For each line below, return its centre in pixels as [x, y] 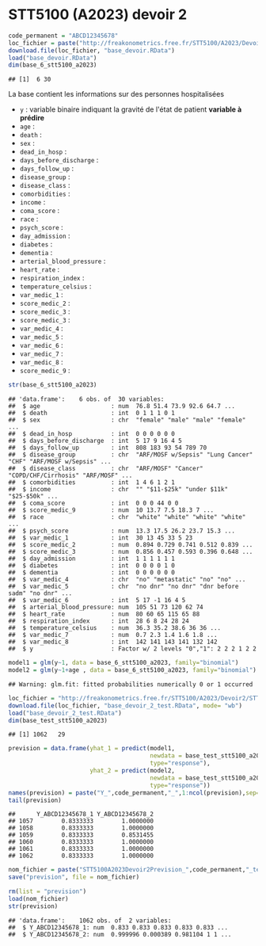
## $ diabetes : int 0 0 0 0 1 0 [92, 566]
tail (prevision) [35, 800]
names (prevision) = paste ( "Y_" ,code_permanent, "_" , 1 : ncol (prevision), [127, 793]
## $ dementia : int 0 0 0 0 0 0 [92, 573]
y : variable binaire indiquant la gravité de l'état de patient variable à [131, 109]
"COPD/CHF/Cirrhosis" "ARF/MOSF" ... [70, 476]
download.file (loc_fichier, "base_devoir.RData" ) [92, 50]
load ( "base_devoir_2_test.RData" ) [65, 713]
